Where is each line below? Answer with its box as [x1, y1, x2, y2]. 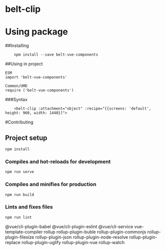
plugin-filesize [5, 234, 35, 240]
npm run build [5, 192, 35, 197]
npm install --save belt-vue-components [14, 52, 98, 58]
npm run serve [5, 170, 35, 175]
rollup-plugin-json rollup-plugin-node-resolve [35, 234, 128, 240]
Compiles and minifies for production [5, 181, 96, 188]
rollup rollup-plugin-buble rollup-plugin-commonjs [43, 229, 147, 235]
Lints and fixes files [5, 203, 53, 210]
